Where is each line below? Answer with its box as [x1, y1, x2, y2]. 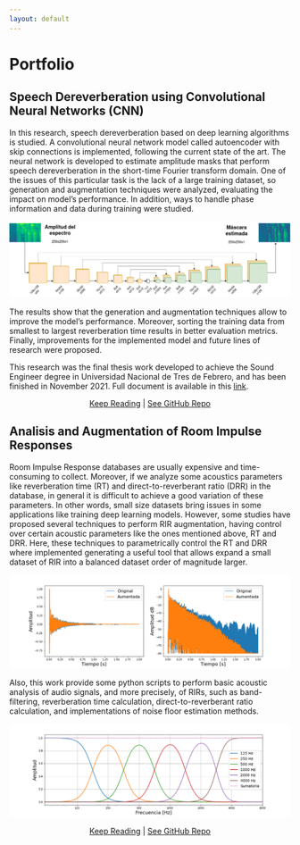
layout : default [9, 14, 70, 23]
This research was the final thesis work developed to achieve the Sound [9, 362, 275, 372]
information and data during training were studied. [9, 203, 195, 213]
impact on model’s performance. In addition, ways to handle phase [9, 193, 254, 205]
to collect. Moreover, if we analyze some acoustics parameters [52, 471, 283, 481]
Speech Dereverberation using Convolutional [9, 89, 266, 105]
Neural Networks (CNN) [9, 104, 145, 119]
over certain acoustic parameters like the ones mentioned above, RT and [9, 528, 277, 539]
